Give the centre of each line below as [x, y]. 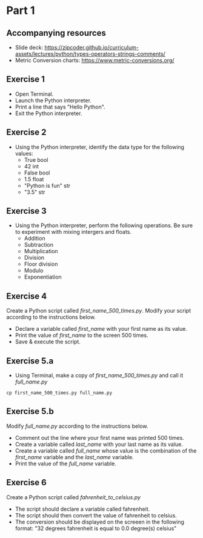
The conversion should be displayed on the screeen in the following [100, 522]
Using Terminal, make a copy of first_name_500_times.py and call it [99, 376]
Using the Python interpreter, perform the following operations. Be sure [104, 225]
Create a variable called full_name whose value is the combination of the [106, 450]
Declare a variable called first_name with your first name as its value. [101, 329]
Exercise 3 [26, 211]
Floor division [41, 264]
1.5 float [34, 179]
